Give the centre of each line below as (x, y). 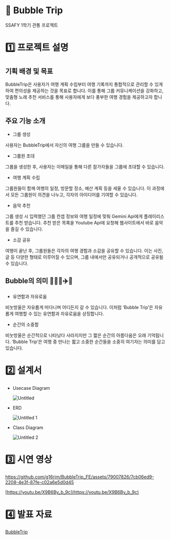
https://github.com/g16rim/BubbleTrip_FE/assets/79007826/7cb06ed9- (80, 477)
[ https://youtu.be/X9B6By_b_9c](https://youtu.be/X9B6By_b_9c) (72, 492)
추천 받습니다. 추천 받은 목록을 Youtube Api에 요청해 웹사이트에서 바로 (84, 222)
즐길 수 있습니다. (27, 229)
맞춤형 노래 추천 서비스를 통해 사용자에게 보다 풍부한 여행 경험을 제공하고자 (79, 97)
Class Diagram (28, 428)
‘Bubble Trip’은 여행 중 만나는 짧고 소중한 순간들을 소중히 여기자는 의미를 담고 (89, 342)
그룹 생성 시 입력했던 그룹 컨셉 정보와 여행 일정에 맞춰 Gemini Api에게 (74, 216)
